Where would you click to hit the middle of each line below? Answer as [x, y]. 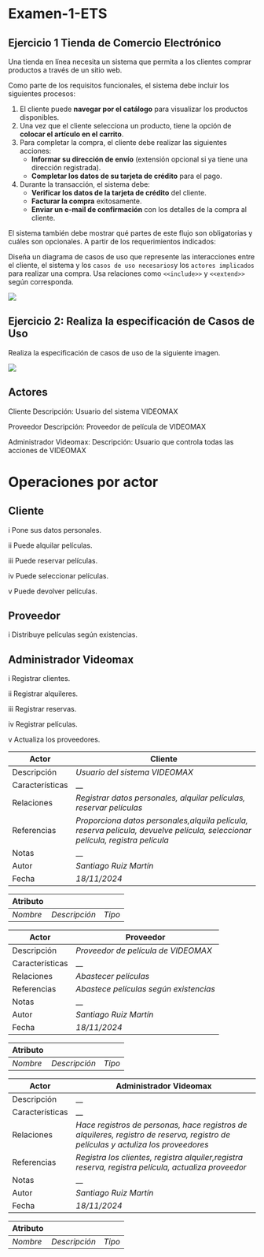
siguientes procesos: [42, 94]
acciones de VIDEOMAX [47, 450]
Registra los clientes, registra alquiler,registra [159, 1158]
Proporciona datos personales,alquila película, [162, 820]
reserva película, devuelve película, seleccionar [163, 831]
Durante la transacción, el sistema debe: [85, 184]
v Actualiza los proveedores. [54, 740]
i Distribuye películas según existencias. [73, 634]
